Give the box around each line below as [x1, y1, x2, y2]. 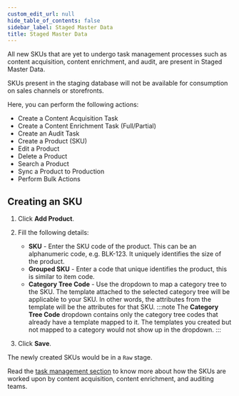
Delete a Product [17, 152, 68, 161]
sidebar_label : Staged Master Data [7, 24, 113, 31]
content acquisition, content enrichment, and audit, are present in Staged [7, 58, 223, 66]
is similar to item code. [28, 273, 95, 281]
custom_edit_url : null [7, 10, 75, 18]
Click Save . [17, 340, 52, 348]
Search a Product [17, 160, 69, 168]
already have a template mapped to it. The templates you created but [28, 318, 232, 327]
